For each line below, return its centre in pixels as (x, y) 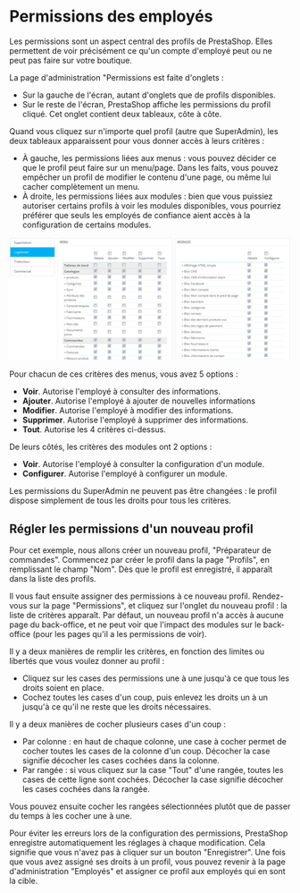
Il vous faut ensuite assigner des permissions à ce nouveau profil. (130, 596)
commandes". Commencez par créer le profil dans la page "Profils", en (139, 560)
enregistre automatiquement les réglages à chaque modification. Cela (137, 843)
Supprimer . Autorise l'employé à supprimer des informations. (135, 420)
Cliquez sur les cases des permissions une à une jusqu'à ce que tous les (156, 678)
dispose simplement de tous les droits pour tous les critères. (121, 501)
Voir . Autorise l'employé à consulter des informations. (121, 392)
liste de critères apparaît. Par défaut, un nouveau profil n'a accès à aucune (146, 616)
